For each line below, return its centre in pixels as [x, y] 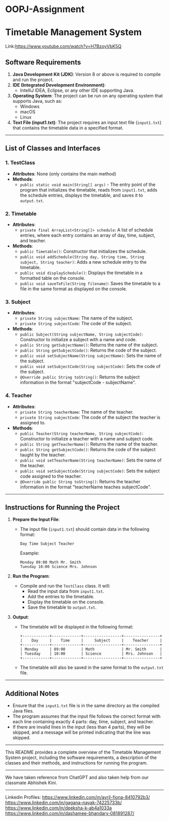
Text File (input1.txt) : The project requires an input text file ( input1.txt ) [87, 122]
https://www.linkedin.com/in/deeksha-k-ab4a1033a [59, 808]
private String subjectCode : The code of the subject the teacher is [90, 417]
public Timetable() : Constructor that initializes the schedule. [83, 251]
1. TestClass [20, 163]
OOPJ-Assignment [45, 9]
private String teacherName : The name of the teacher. [77, 412]
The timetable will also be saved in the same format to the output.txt [92, 668]
